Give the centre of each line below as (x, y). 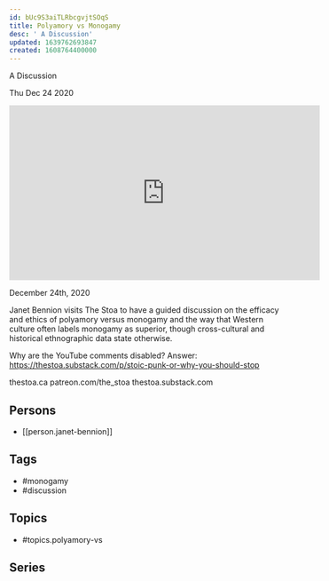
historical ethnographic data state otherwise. (91, 338)
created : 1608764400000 (53, 51)
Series (27, 567)
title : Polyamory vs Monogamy (65, 26)
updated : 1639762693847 (53, 42)
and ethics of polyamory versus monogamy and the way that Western (137, 320)
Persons (32, 410)
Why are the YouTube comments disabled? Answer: (103, 355)
